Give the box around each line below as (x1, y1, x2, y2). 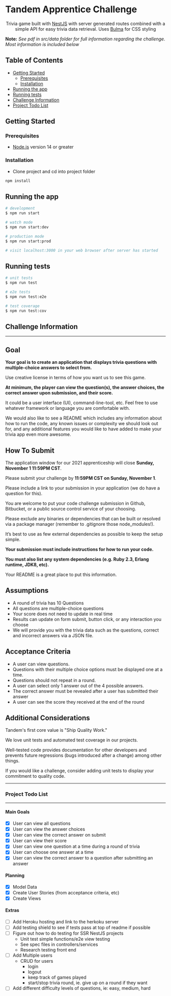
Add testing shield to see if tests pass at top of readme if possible (12, 924, 151, 931)
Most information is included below (5, 41, 79, 47)
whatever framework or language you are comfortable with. (5, 405, 130, 411)
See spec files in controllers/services (20, 941, 98, 947)
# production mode (5, 234, 44, 239)
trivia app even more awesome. (5, 431, 71, 437)
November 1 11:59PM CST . (5, 465, 62, 471)
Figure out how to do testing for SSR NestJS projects (12, 930, 124, 936)
